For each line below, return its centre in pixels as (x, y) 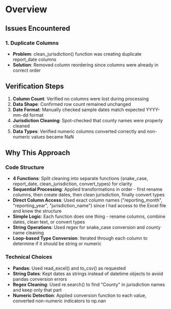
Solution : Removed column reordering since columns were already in (86, 64)
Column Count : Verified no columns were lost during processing (81, 99)
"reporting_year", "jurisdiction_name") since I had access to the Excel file (89, 206)
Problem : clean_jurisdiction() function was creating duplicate (77, 54)
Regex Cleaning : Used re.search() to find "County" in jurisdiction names (89, 284)
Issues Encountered (38, 28)
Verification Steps (35, 86)
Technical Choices (29, 257)
